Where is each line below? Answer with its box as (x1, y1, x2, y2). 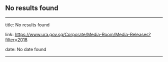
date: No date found (5, 46, 46, 52)
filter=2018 (5, 37, 28, 43)
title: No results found (5, 22, 50, 28)
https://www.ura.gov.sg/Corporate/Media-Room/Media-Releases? (14, 31, 151, 37)
